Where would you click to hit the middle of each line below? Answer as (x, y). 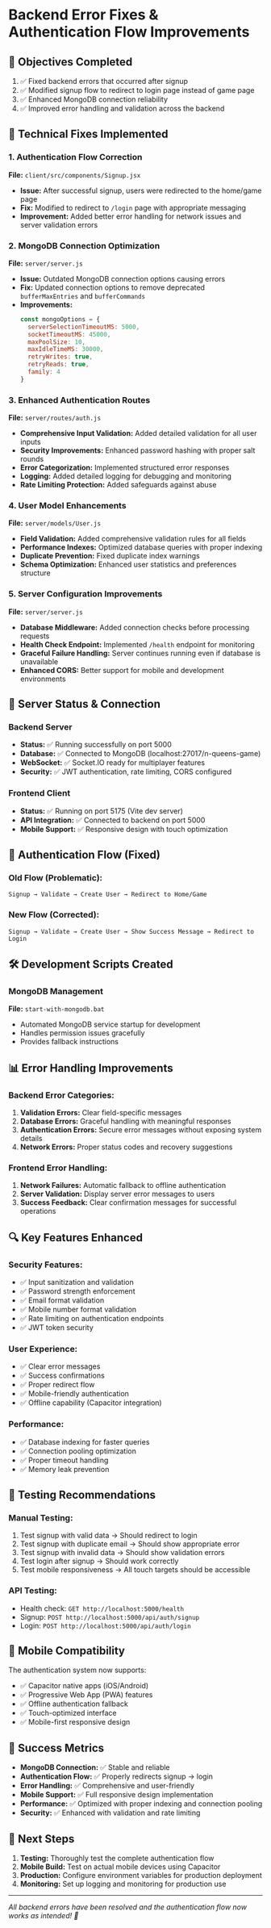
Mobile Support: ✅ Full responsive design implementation (117, 1795)
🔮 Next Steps (42, 1839)
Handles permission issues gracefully (82, 1033)
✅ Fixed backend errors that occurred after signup (104, 81)
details (31, 1139)
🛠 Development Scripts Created (91, 965)
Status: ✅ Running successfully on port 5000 (96, 745)
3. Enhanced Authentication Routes (79, 399)
